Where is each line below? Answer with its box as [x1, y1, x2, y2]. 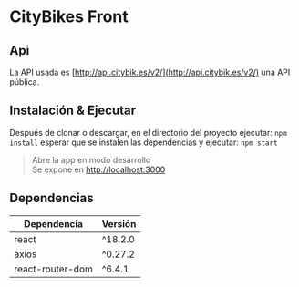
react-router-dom [14, 262, 93, 275]
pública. [9, 77, 40, 87]
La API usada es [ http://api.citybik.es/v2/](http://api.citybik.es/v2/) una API [9, 67, 291, 77]
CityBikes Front [9, 6, 129, 27]
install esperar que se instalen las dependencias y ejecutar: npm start [9, 137, 278, 148]
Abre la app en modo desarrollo [31, 154, 151, 165]
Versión [101, 217, 137, 230]
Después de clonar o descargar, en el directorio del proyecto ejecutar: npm [9, 127, 287, 138]
